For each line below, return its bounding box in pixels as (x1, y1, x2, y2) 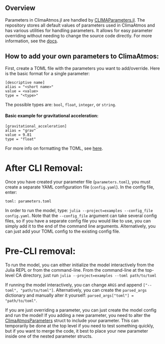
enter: (5, 189, 17, 195)
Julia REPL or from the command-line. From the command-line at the (5, 267, 144, 273)
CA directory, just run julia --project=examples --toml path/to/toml (15, 272, 157, 278)
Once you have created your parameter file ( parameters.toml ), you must (5, 179, 151, 185)
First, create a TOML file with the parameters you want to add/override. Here (5, 65, 160, 71)
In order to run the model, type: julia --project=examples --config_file (5, 207, 153, 213)
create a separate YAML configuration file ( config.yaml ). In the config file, (5, 184, 155, 190)
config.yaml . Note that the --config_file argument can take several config (5, 213, 157, 219)
